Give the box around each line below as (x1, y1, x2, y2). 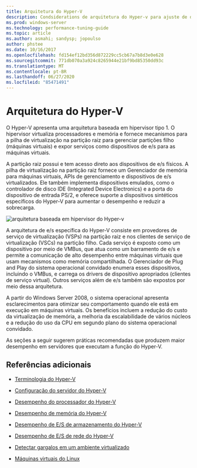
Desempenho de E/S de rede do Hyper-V (14, 432, 114, 439)
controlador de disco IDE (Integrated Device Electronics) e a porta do (6, 185, 173, 192)
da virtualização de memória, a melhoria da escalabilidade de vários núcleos (6, 313, 191, 320)
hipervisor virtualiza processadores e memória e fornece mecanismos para (6, 130, 188, 137)
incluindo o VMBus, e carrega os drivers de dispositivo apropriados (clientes (6, 270, 191, 277)
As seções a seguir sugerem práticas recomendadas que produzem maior (6, 337, 185, 344)
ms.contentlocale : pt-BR (6, 69, 67, 74)
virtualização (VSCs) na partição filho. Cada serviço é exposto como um (6, 239, 181, 246)
